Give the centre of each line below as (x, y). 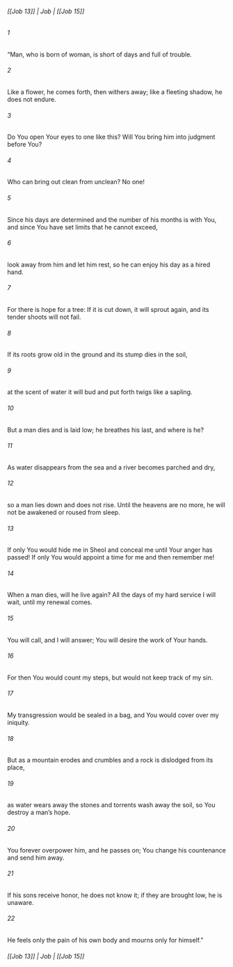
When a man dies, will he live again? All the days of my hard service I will (112, 595)
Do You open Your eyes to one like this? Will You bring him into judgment (111, 137)
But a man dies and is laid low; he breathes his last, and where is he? (105, 430)
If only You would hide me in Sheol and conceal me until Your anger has (110, 550)
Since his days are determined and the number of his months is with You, (112, 219)
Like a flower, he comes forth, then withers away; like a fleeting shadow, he (115, 92)
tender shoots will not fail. (44, 317)
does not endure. (32, 100)
